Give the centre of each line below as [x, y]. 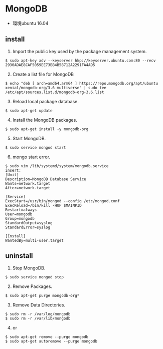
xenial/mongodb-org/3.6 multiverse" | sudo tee [56, 88]
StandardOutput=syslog [29, 223]
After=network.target [28, 188]
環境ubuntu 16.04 [30, 23]
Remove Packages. [32, 286]
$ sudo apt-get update [29, 111]
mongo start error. [31, 157]
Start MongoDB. [29, 138]
